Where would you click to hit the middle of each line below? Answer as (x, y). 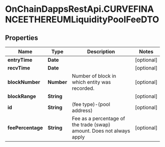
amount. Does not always (101, 131)
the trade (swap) (91, 125)
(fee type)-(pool (91, 104)
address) (82, 110)
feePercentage (25, 128)
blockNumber (24, 82)
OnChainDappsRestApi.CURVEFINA (80, 9)
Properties (22, 38)
